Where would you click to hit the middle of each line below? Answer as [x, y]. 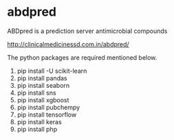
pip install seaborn [43, 85]
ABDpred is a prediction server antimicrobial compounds [87, 31]
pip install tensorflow [47, 115]
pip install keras [39, 121]
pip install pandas [42, 78]
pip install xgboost [43, 100]
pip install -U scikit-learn [52, 71]
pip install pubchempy [48, 107]
